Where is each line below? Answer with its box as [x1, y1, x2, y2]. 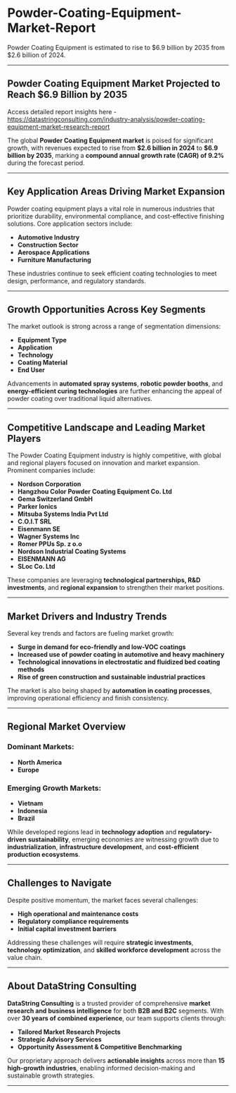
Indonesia [17, 806, 48, 815]
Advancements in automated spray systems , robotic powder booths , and [7, 379, 223, 388]
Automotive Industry [17, 233, 80, 241]
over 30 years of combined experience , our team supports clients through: [7, 1013, 226, 1023]
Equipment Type [17, 336, 67, 345]
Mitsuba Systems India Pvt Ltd [17, 510, 109, 519]
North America [17, 758, 62, 766]
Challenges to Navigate [7, 877, 112, 889]
